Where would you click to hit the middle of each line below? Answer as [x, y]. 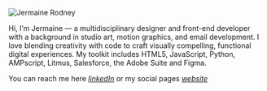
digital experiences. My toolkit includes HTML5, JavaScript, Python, [122, 54]
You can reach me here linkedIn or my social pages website [108, 78]
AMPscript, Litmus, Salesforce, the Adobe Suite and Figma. [107, 63]
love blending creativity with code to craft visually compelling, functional [130, 45]
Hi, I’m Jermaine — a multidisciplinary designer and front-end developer [129, 28]
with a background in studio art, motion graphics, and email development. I [134, 37]
